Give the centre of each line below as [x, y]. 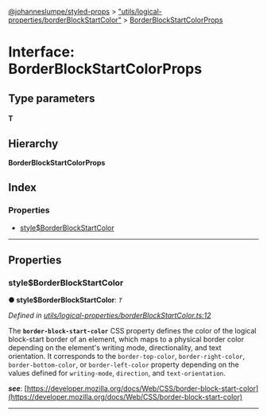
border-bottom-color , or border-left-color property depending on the [124, 364]
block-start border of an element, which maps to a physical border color [126, 339]
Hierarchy [33, 144]
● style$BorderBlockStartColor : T [66, 300]
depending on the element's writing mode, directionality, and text [115, 348]
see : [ [18, 388]
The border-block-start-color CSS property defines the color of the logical [132, 331]
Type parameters [52, 98]
